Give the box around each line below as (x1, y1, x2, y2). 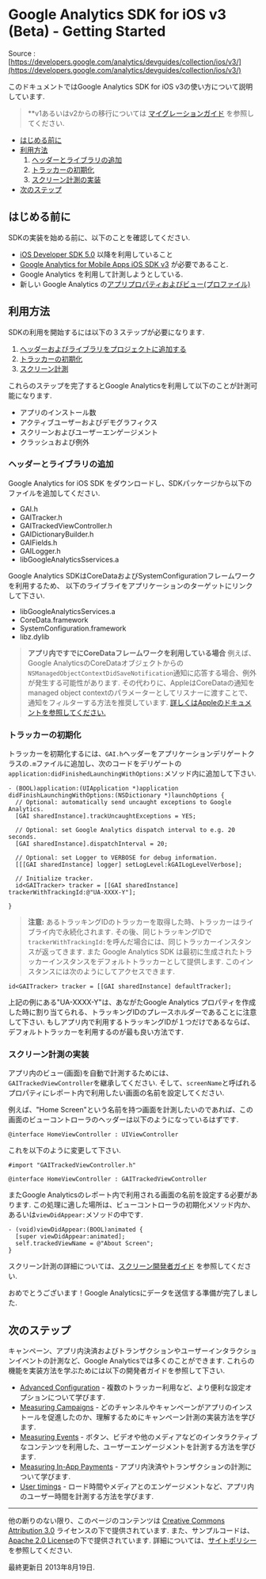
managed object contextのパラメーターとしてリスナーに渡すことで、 (27, 688, 252, 697)
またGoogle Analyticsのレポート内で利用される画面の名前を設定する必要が (8, 1190, 251, 1200)
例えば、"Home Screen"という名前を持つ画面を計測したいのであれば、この (8, 1105, 253, 1115)
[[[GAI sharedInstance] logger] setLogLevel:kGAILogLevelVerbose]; (15, 861, 243, 869)
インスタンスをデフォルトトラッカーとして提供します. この (48, 957, 240, 967)
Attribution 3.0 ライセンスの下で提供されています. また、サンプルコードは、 (8, 1526, 255, 1535)
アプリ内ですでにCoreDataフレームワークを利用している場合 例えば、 (27, 648, 256, 658)
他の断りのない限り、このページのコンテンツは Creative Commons (8, 1516, 226, 1526)
